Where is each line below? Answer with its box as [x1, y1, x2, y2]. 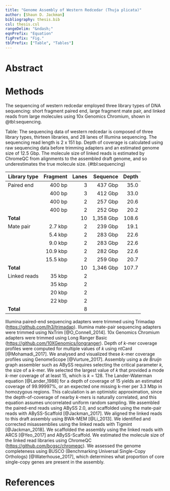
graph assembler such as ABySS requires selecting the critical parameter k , [5, 361, 163, 367]
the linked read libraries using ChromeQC [5, 437, 92, 443]
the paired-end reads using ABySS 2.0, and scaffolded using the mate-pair [5, 405, 161, 411]
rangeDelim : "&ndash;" [5, 26, 53, 32]
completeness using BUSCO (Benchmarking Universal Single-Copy [5, 448, 146, 454]
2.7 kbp [49, 223, 67, 230]
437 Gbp [96, 181, 118, 189]
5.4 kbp [49, 231, 67, 238]
